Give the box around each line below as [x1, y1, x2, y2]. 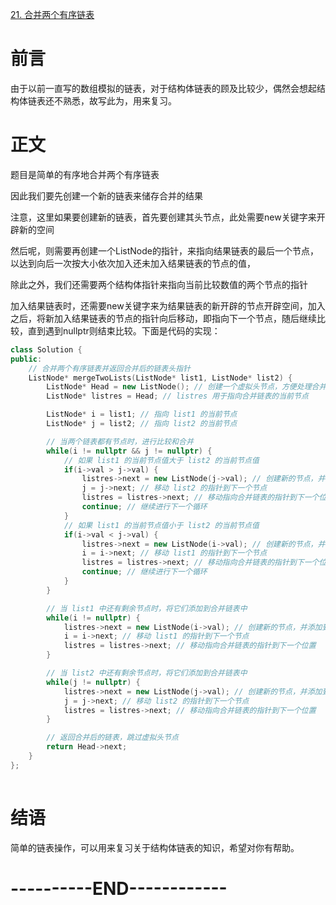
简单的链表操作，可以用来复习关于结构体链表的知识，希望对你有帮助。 [10, 841, 300, 853]
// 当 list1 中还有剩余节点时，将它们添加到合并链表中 [46, 603, 248, 613]
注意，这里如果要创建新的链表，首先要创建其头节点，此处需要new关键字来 [10, 211, 317, 223]
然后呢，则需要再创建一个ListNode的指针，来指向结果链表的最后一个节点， [10, 244, 319, 257]
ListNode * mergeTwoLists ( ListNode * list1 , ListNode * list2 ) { [28, 373, 293, 383]
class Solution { [10, 344, 83, 355]
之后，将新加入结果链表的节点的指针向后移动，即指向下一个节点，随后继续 [10, 312, 317, 324]
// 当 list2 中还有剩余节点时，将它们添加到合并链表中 [46, 668, 248, 678]
